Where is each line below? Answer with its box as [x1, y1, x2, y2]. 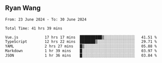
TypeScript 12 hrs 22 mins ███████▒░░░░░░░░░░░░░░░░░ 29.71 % [5, 39, 157, 44]
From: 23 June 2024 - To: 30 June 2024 [5, 17, 87, 22]
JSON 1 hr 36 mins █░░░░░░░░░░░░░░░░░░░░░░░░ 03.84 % [5, 53, 157, 58]
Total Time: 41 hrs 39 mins [5, 26, 63, 31]
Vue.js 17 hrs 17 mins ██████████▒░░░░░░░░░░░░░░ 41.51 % [5, 34, 157, 40]
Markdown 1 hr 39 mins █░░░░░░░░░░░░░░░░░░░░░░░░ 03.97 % [5, 49, 157, 54]
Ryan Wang [5, 4, 41, 12]
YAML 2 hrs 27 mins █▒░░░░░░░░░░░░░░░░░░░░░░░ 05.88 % [5, 44, 157, 49]
